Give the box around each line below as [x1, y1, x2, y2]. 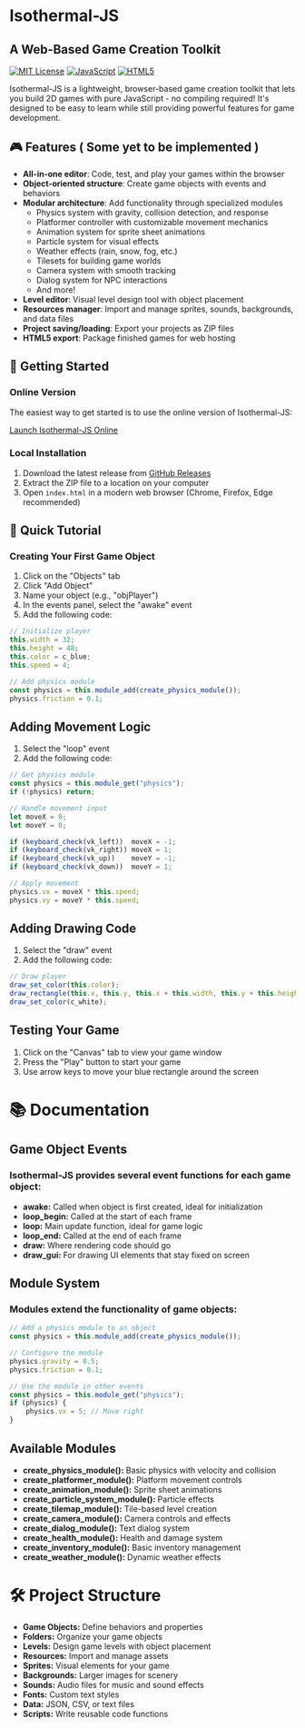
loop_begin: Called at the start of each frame [22, 1210, 192, 1222]
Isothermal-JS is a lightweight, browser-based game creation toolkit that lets [9, 84, 296, 94]
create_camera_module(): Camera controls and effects [22, 1513, 231, 1524]
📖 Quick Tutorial [9, 523, 102, 539]
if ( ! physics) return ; [9, 788, 95, 797]
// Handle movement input [9, 803, 107, 813]
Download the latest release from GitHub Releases [22, 467, 212, 478]
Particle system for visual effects [35, 235, 159, 246]
